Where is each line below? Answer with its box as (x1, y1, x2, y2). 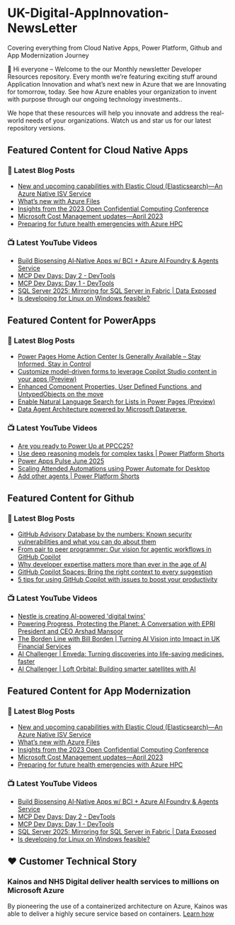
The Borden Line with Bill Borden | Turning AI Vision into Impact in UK (17, 634, 221, 643)
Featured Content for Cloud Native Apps (7, 144, 189, 157)
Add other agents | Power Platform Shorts (17, 472, 140, 480)
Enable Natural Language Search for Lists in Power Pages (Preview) (17, 397, 216, 406)
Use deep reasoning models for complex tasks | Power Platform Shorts (17, 449, 225, 458)
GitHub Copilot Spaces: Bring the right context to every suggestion (17, 567, 213, 576)
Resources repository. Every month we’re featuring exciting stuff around (7, 72, 217, 81)
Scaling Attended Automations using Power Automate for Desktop (17, 464, 210, 472)
